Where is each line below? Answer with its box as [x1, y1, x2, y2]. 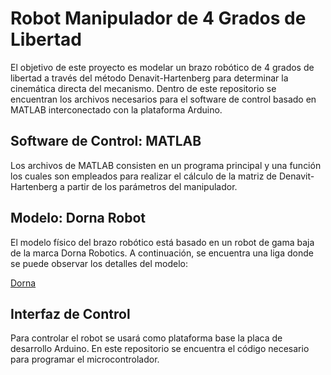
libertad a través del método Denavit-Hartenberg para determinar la [10, 72, 289, 84]
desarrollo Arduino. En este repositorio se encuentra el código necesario [10, 343, 310, 355]
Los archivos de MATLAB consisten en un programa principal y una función [10, 159, 322, 171]
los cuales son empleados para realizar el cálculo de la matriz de [10, 170, 278, 182]
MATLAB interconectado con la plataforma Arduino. [10, 103, 223, 116]
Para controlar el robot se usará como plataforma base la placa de [10, 332, 283, 344]
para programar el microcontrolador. [10, 353, 160, 366]
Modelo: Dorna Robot [10, 210, 146, 227]
